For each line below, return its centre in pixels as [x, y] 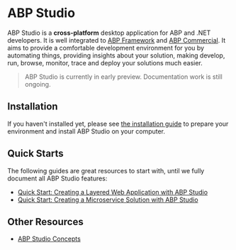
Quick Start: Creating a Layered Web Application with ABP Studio [112, 192]
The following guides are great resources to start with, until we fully [106, 170]
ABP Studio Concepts [49, 239]
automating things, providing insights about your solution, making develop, [116, 55]
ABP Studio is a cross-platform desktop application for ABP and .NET [109, 33]
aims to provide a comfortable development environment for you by [106, 48]
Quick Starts [35, 154]
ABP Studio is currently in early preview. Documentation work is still [124, 77]
